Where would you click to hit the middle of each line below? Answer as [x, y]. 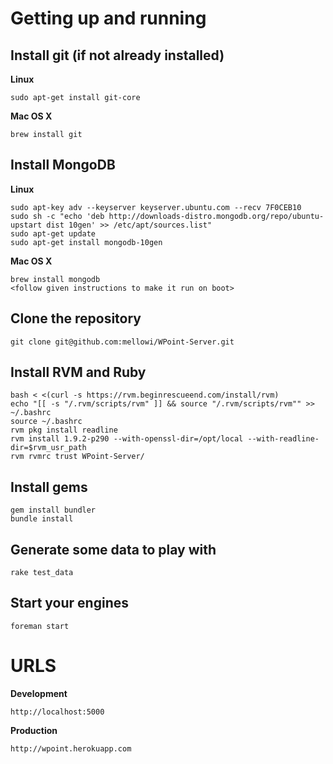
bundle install [42, 519]
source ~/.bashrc [46, 422]
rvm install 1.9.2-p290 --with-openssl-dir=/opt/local [127, 439]
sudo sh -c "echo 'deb [57, 216]
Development [39, 693]
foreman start [40, 626]
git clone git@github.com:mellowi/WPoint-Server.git [122, 342]
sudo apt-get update [53, 233]
